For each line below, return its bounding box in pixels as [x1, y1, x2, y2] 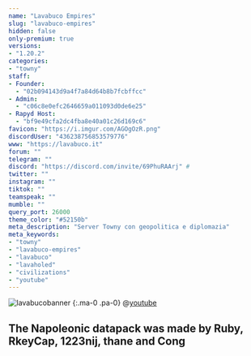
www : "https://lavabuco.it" [8, 139, 104, 148]
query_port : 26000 [8, 208, 70, 216]
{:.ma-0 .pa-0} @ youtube [72, 298, 157, 308]
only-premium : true [8, 34, 74, 43]
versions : [8, 42, 42, 50]
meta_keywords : [8, 230, 60, 239]
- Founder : [8, 79, 45, 88]
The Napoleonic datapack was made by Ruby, [8, 321, 244, 335]
